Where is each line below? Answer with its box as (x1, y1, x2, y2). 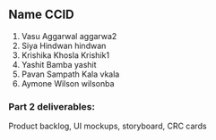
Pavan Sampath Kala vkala (21, 69, 120, 79)
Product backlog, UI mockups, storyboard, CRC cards (8, 120, 207, 132)
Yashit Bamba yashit (21, 59, 97, 70)
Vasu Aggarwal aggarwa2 (21, 30, 117, 41)
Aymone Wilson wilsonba (21, 78, 115, 88)
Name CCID (8, 7, 74, 22)
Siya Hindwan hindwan (21, 40, 107, 51)
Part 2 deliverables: (8, 100, 96, 112)
